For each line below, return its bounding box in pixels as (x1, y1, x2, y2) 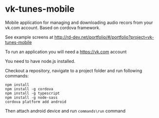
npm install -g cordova (5, 86, 54, 91)
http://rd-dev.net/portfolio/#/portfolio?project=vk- (54, 34, 155, 40)
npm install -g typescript (5, 91, 60, 96)
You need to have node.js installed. (5, 58, 76, 64)
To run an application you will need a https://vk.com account (5, 49, 127, 55)
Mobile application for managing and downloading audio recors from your (5, 20, 153, 25)
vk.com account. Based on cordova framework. (5, 24, 101, 30)
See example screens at (5, 34, 54, 40)
